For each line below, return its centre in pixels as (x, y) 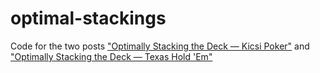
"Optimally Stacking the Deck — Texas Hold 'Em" (111, 56)
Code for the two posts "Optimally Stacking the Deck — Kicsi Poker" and (160, 46)
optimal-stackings (88, 18)
